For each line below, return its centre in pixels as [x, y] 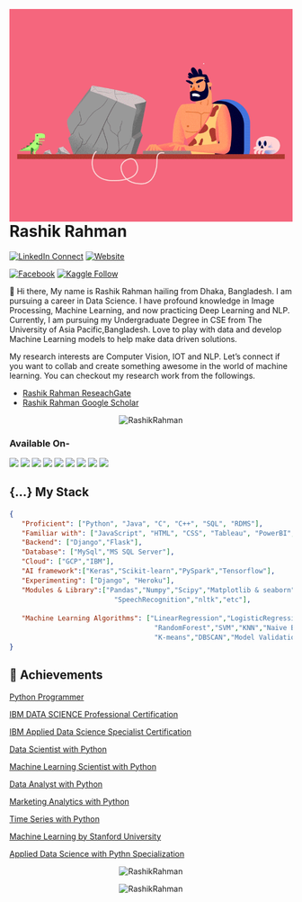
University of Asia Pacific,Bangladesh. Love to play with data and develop [146, 329]
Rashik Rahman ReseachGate [77, 392]
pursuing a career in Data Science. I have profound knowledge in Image [142, 301]
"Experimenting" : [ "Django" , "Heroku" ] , [98, 581]
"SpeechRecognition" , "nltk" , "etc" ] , [182, 600]
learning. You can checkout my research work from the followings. [133, 375]
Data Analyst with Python [56, 784]
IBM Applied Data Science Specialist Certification [100, 731]
